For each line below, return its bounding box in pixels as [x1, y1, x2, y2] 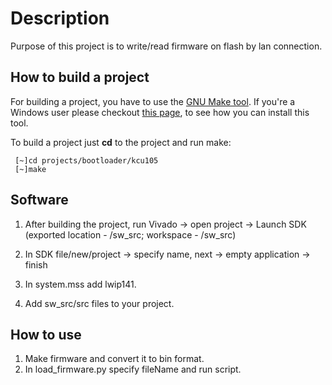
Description [10, 7, 110, 30]
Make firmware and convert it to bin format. [24, 353, 205, 365]
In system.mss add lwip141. [24, 278, 137, 290]
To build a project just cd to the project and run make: [10, 136, 232, 148]
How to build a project [10, 69, 150, 86]
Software [10, 192, 69, 209]
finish [24, 258, 48, 271]
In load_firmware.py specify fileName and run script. [24, 363, 242, 376]
